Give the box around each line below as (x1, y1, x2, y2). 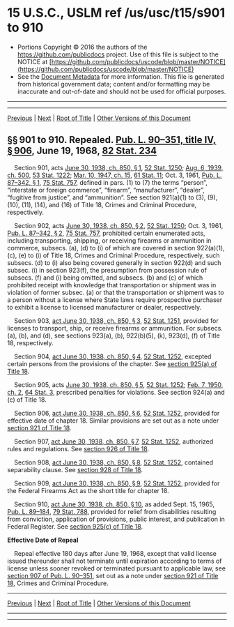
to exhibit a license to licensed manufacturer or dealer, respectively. (7, 303, 202, 311)
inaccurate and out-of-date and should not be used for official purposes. (17, 87, 226, 96)
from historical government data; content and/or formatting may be (17, 80, 210, 88)
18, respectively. (7, 338, 54, 347)
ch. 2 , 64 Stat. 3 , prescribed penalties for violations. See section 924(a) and (7, 388, 225, 396)
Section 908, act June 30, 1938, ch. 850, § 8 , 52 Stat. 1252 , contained (13, 458, 214, 467)
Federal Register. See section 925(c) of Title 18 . (7, 522, 143, 531)
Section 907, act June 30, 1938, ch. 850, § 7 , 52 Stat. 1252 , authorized (13, 437, 214, 446)
